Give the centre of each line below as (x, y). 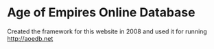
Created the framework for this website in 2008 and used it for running (107, 31)
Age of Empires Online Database (101, 13)
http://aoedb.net (30, 38)
